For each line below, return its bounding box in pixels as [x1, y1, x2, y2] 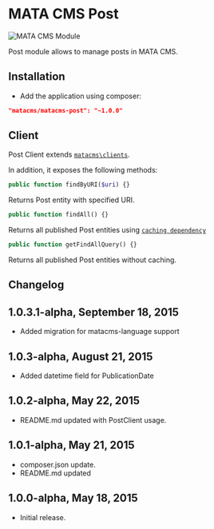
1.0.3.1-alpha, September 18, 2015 [8, 305, 180, 319]
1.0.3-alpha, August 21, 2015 [8, 349, 153, 364]
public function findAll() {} [8, 211, 109, 219]
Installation [8, 70, 65, 84]
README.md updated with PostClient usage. [19, 415, 167, 424]
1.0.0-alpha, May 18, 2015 [8, 491, 138, 505]
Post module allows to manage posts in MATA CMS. [8, 46, 178, 56]
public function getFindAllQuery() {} [8, 241, 137, 249]
